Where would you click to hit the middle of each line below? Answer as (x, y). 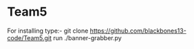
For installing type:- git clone (48, 31)
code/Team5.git (30, 37)
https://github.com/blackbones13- (138, 31)
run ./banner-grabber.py (87, 37)
